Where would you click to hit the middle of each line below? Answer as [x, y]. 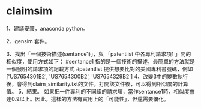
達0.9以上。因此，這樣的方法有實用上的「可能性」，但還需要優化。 [88, 99]
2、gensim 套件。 [28, 41]
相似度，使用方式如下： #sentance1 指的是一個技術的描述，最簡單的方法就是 [100, 61]
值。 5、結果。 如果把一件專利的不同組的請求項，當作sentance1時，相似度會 [100, 91]
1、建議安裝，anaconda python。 [47, 28]
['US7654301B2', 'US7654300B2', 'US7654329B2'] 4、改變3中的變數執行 [97, 76]
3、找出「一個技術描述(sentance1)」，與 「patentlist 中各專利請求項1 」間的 [99, 54]
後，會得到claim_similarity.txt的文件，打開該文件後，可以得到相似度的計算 [97, 84]
